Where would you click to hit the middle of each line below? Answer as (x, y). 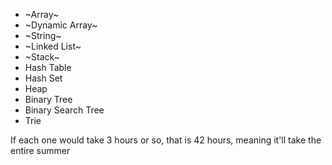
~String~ (43, 35)
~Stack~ (42, 57)
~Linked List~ (53, 46)
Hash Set (43, 78)
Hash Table (48, 67)
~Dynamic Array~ (61, 25)
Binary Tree (48, 99)
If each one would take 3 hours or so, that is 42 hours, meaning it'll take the (166, 140)
